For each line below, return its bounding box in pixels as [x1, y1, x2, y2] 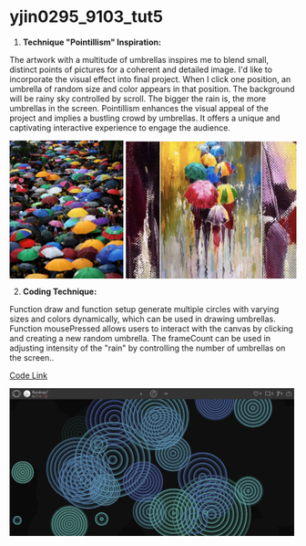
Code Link [9, 370, 48, 381]
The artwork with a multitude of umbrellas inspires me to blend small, [9, 54, 270, 65]
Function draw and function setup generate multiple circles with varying [9, 304, 280, 315]
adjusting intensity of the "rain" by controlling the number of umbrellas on [9, 342, 286, 353]
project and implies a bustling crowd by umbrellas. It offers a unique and [9, 112, 280, 123]
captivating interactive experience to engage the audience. [9, 121, 230, 133]
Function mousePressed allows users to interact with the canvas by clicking [9, 323, 294, 334]
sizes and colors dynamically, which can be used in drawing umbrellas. [9, 313, 276, 325]
